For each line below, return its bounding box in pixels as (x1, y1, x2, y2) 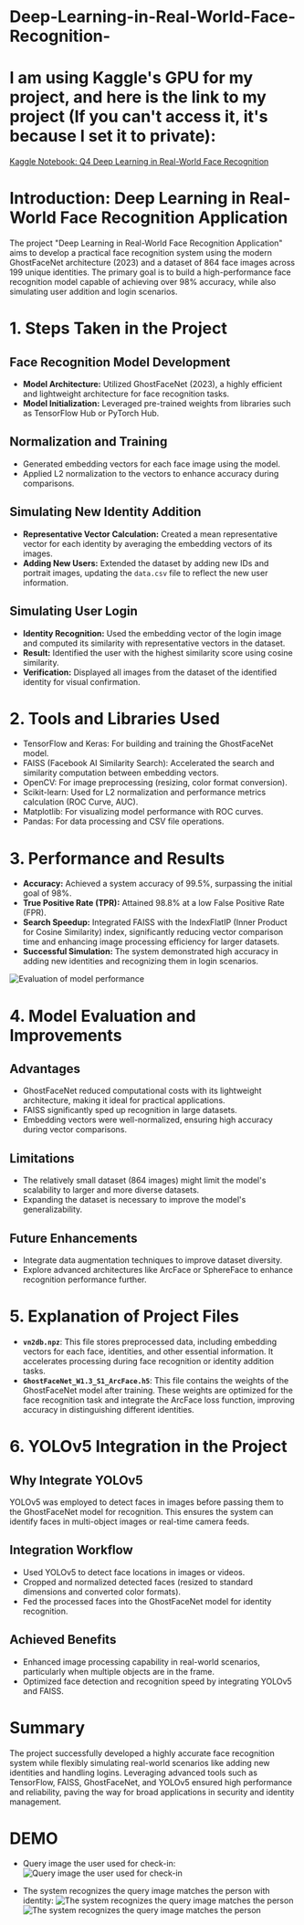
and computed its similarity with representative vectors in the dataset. (22, 637, 286, 648)
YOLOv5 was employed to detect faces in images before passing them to (9, 1496, 285, 1508)
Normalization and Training (9, 434, 168, 449)
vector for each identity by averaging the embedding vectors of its (22, 538, 273, 549)
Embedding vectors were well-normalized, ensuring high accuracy (22, 1114, 274, 1125)
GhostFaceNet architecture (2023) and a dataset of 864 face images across (9, 258, 296, 268)
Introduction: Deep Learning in (9, 188, 246, 209)
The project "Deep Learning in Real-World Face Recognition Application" (9, 237, 283, 248)
